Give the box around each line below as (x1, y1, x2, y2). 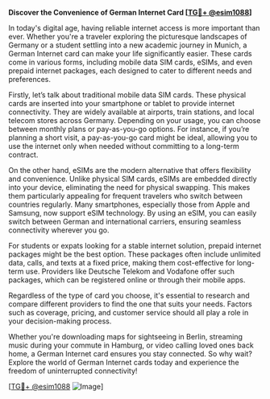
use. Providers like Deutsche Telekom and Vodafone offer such (25, 266, 235, 276)
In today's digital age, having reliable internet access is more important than (8, 23, 260, 32)
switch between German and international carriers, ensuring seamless (8, 217, 242, 226)
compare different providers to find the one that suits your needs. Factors (8, 299, 252, 309)
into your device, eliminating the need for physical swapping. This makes (8, 183, 251, 192)
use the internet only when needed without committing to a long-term (8, 142, 239, 150)
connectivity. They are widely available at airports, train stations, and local (8, 107, 255, 117)
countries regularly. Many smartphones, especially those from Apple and (8, 199, 251, 209)
